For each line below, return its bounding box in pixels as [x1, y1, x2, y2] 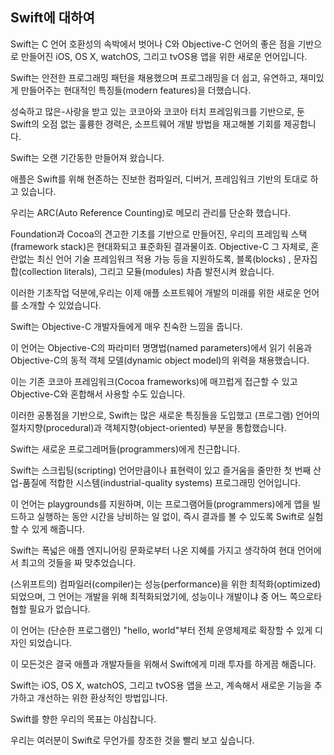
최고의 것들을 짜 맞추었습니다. [20, 556, 137, 568]
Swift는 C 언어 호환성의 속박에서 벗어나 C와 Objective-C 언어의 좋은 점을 [10, 38, 296, 50]
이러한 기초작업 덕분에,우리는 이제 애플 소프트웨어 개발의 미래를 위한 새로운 [10, 286, 302, 298]
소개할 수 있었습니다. [20, 299, 102, 311]
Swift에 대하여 [10, 9, 95, 27]
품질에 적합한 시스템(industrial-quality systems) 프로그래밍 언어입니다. [22, 476, 302, 488]
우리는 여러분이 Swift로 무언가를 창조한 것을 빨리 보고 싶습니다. [10, 734, 255, 746]
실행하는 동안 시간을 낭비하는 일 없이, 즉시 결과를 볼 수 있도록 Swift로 [36, 510, 305, 522]
